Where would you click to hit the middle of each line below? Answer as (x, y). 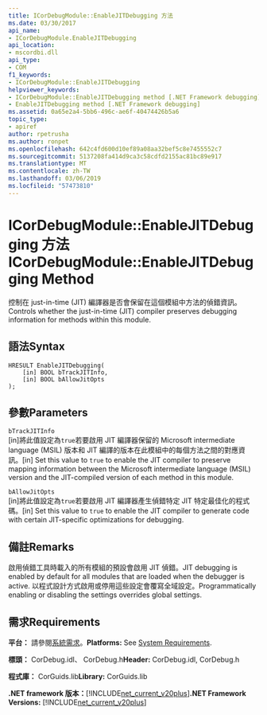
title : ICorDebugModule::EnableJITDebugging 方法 (91, 16)
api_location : (32, 45)
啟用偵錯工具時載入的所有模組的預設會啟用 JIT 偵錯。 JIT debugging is (123, 568)
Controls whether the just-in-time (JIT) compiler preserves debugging (123, 311)
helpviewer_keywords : (44, 90)
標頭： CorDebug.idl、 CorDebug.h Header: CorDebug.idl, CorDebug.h (124, 659)
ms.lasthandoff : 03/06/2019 (55, 179)
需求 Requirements (54, 622)
